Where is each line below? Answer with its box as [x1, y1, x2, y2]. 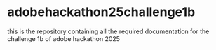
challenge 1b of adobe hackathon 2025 [7, 34, 121, 42]
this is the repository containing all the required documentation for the [7, 27, 210, 35]
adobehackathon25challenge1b [7, 4, 196, 20]
